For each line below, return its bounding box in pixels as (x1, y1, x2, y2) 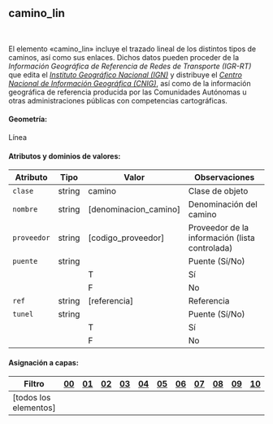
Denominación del (188, 199, 258, 210)
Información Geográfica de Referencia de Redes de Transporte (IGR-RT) (8, 61, 252, 71)
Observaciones (193, 172, 255, 183)
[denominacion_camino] (88, 203, 181, 215)
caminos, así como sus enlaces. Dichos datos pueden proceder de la (8, 52, 240, 62)
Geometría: (8, 114, 48, 125)
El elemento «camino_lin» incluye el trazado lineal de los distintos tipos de (8, 44, 257, 54)
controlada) (188, 243, 233, 254)
